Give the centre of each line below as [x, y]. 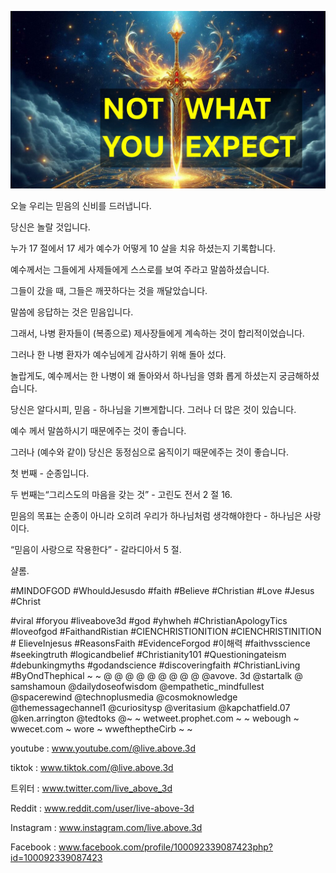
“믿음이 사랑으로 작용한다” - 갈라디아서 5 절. [96, 549]
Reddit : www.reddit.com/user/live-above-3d [102, 808]
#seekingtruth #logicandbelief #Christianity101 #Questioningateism [148, 654]
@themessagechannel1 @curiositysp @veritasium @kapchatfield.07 [150, 707]
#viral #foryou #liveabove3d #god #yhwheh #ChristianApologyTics [149, 620]
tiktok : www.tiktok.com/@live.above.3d [92, 767]
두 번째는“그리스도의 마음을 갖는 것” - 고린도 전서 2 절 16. [121, 494]
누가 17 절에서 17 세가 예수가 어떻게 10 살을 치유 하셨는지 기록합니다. [143, 248]
